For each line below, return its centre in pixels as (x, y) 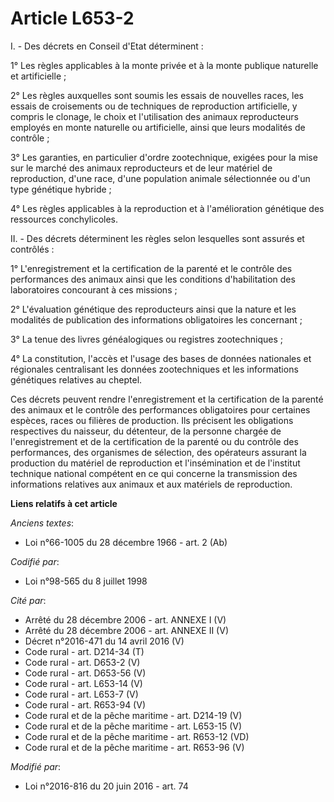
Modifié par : (36, 766)
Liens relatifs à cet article (64, 503)
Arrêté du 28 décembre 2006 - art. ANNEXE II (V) (126, 630)
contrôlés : (32, 249)
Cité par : (28, 600)
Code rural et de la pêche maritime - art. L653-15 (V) (133, 726)
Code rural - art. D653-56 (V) (85, 673)
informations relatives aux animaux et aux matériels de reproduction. (151, 484)
